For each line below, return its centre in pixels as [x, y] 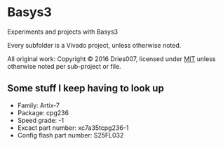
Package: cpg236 [43, 112]
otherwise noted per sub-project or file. [64, 66]
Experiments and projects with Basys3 [62, 32]
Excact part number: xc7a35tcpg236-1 [73, 128]
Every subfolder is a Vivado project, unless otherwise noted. [94, 45]
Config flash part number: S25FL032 [70, 135]
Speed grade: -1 [41, 120]
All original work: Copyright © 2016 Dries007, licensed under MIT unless [111, 59]
